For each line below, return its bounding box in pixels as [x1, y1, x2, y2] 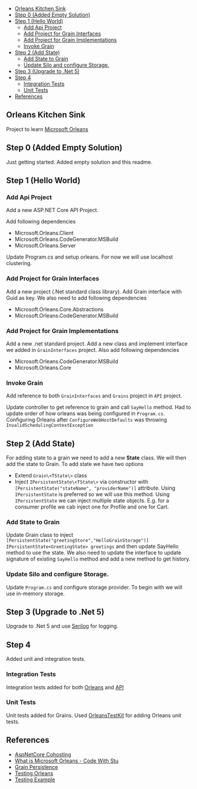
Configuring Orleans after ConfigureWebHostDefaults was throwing [6, 416, 167, 423]
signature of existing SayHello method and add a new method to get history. [6, 555, 191, 563]
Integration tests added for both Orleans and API [6, 683, 124, 690]
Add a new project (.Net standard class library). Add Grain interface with [6, 288, 182, 295]
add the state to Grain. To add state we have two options [6, 461, 144, 468]
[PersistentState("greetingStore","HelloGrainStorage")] [6, 537, 149, 544]
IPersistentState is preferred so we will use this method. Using [14, 491, 170, 498]
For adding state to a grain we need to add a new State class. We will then [6, 454, 187, 461]
